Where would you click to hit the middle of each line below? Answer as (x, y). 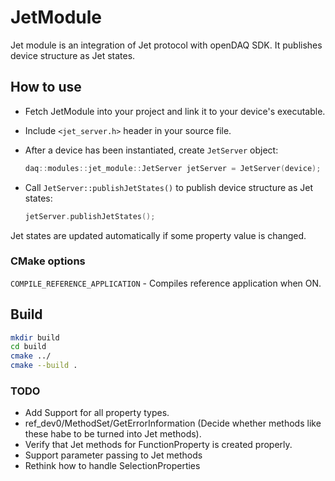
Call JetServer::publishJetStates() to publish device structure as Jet (168, 187)
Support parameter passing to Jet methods (113, 455)
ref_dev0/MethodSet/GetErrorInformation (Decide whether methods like (173, 423)
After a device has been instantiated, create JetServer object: (151, 150)
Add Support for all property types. (97, 413)
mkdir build (35, 337)
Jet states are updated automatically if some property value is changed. (158, 235)
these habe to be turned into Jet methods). (113, 434)
